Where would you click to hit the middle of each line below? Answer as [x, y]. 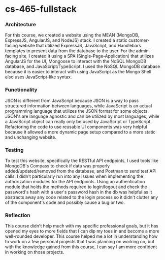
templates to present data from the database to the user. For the [70, 51]
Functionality [21, 90]
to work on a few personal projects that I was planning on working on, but [80, 242]
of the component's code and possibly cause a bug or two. [65, 202]
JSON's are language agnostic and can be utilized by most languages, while [82, 116]
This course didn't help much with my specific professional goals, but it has [82, 226]
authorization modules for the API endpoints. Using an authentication [75, 182]
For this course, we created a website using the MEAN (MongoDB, [72, 35]
